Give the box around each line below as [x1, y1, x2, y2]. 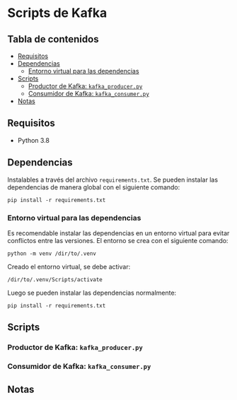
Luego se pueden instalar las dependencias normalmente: [7, 288, 177, 297]
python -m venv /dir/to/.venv [7, 249, 97, 257]
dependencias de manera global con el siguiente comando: [7, 182, 180, 192]
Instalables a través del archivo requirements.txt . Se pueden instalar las [7, 175, 218, 184]
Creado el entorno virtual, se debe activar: [7, 262, 131, 271]
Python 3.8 [17, 136, 50, 144]
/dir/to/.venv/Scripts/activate [7, 276, 103, 283]
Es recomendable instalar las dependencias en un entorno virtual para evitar [7, 228, 230, 237]
